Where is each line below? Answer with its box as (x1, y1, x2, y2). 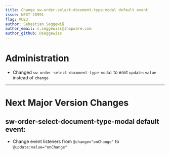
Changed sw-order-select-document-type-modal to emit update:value (12, 69, 157, 75)
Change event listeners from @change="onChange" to (12, 138, 119, 144)
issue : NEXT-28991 (5, 12, 44, 17)
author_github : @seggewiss (5, 31, 62, 36)
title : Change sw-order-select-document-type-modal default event (5, 7, 148, 13)
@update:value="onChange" (12, 144, 67, 149)
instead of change (12, 74, 49, 81)
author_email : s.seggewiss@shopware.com (5, 26, 92, 31)
